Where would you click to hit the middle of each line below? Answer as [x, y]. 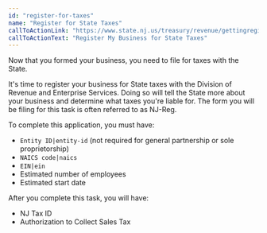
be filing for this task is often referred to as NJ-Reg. [93, 110]
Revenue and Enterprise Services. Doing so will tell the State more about [127, 93]
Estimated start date [52, 183]
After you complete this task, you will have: [79, 198]
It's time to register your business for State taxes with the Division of [120, 84]
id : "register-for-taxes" [51, 16]
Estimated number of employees [73, 174]
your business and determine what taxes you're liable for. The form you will [132, 101]
